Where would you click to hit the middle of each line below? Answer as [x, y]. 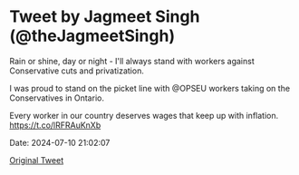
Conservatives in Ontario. [57, 98]
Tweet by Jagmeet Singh [105, 17]
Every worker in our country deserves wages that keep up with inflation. [144, 115]
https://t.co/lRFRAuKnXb [55, 125]
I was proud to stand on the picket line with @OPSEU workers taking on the [150, 88]
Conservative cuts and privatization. [77, 71]
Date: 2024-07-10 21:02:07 [60, 142]
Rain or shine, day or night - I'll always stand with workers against [132, 61]
